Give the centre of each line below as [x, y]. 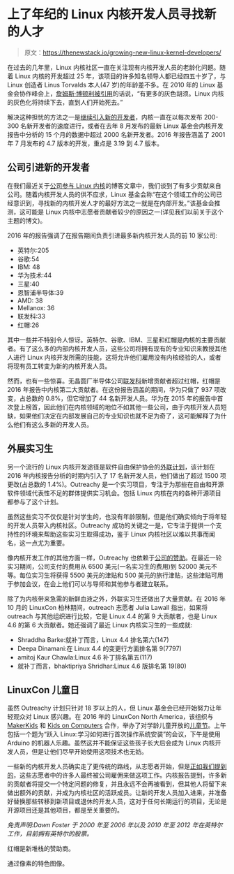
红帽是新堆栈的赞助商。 [41, 849]
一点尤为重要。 [47, 543]
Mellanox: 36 [36, 307]
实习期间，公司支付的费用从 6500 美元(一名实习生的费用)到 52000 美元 [109, 566]
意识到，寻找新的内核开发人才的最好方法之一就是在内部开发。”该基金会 [114, 203]
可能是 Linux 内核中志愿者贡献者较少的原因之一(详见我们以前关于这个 [125, 212]
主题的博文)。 [27, 220]
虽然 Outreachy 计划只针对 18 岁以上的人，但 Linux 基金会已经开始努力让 [111, 708]
